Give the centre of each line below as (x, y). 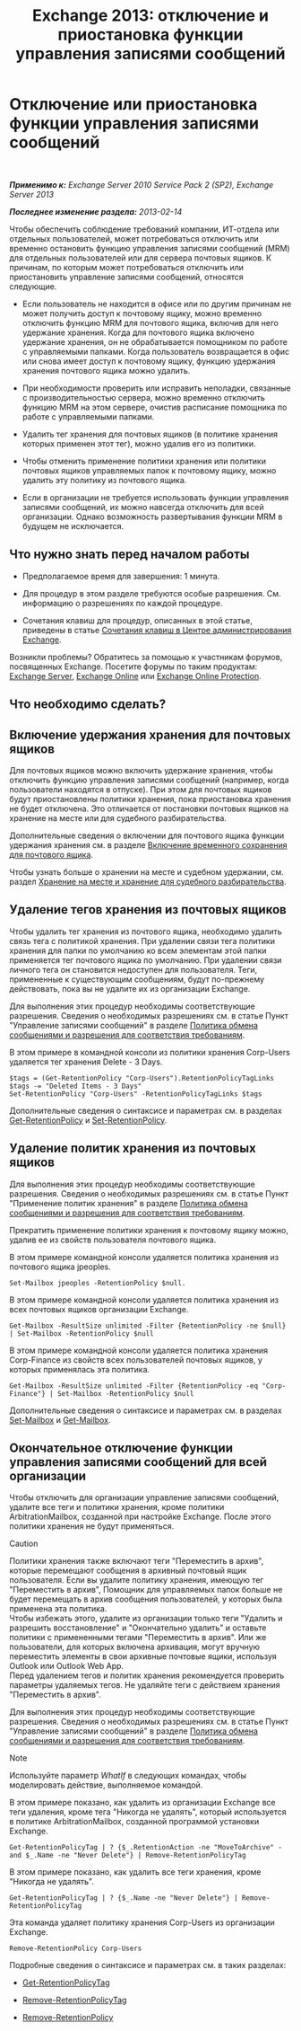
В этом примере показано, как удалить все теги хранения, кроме (135, 1872)
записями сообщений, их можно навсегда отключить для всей (143, 507)
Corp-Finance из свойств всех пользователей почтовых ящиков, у (136, 1360)
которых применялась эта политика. (80, 1369)
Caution (24, 1544)
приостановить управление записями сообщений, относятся (126, 277)
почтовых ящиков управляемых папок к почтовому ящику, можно (149, 470)
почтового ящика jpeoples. (60, 1267)
